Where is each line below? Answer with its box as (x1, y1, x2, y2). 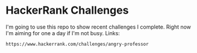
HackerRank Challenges (5, 4, 129, 17)
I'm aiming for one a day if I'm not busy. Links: (5, 29, 120, 36)
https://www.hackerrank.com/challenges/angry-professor (5, 41, 149, 47)
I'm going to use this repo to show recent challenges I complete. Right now (5, 23, 191, 30)
